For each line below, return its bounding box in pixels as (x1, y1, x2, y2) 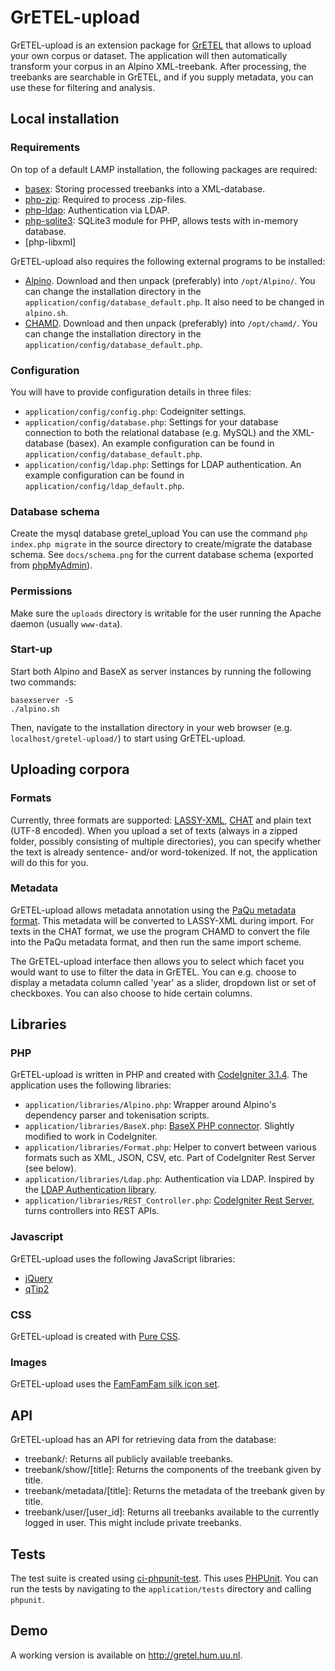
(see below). (24, 1162, 77, 1175)
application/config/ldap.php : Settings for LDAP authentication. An (24, 458, 302, 470)
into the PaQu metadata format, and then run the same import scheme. (10, 936, 302, 948)
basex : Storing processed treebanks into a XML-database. (24, 182, 266, 195)
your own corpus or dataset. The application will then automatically (10, 49, 288, 61)
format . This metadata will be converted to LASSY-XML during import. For (10, 914, 315, 926)
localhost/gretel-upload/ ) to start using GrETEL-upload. (10, 732, 247, 744)
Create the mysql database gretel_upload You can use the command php (10, 527, 308, 540)
